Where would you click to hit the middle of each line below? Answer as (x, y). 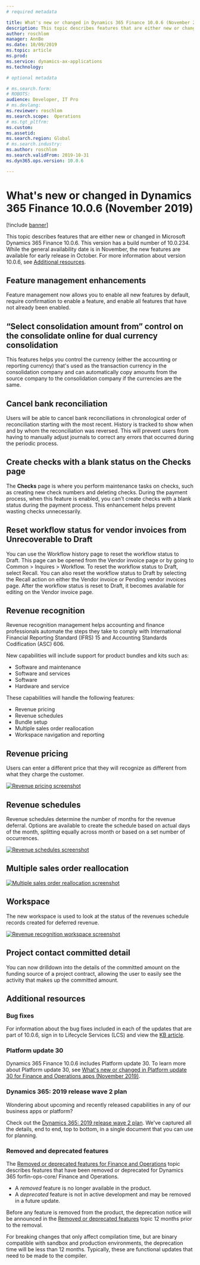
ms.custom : (20, 127)
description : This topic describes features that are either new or (93, 28)
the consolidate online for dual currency (82, 336)
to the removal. (25, 1225)
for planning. (22, 1135)
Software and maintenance (48, 667)
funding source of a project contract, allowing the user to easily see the (94, 973)
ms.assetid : (21, 133)
